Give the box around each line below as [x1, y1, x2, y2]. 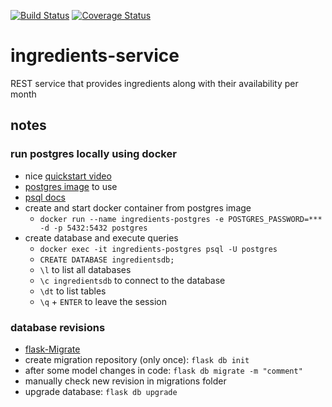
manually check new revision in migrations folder [24, 375, 227, 387]
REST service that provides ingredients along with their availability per [10, 77, 299, 89]
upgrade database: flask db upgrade [24, 385, 178, 397]
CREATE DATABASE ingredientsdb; [39, 255, 175, 265]
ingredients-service [10, 45, 180, 67]
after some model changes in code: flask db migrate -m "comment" [24, 364, 303, 376]
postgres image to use [24, 180, 118, 192]
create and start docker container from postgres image [24, 201, 252, 214]
